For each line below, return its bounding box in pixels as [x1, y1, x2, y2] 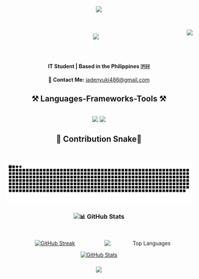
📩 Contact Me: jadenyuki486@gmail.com [48, 76, 150, 84]
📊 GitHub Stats [79, 212, 125, 220]
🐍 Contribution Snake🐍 [56, 134, 142, 144]
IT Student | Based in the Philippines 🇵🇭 [48, 62, 150, 70]
